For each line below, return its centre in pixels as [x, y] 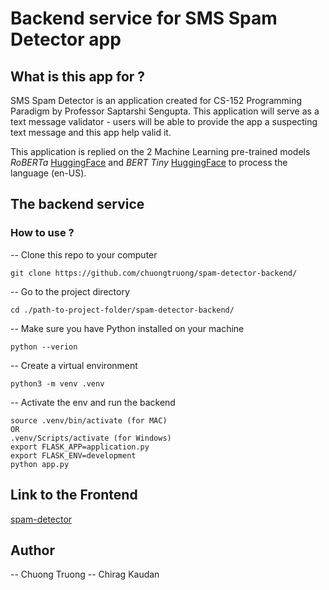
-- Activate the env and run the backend [93, 402]
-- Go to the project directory [70, 291]
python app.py [40, 464]
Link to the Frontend [74, 495]
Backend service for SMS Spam [144, 18]
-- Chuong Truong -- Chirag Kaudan [85, 574]
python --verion [44, 347]
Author [32, 550]
